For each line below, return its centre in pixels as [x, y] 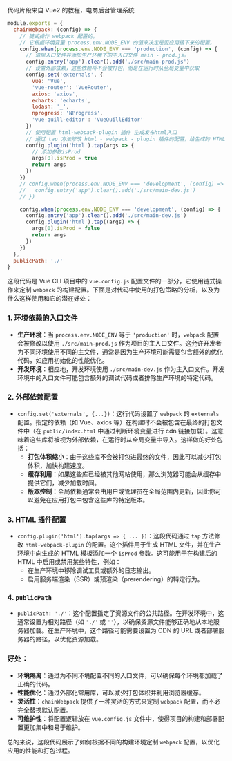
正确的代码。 [35, 684]
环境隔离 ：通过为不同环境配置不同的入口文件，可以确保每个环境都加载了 [120, 675]
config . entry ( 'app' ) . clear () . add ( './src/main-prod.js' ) [107, 62]
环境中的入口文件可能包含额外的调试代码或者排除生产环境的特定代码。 [117, 377]
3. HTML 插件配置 [37, 519]
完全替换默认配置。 [45, 710]
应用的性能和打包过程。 [40, 750]
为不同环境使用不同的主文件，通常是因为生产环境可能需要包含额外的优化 [120, 352]
